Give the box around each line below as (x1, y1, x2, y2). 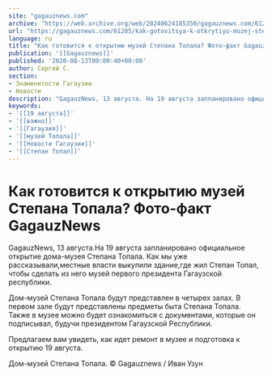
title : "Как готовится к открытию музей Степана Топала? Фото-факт (8, 42, 241, 50)
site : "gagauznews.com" (8, 11, 89, 20)
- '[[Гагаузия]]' (8, 125, 67, 133)
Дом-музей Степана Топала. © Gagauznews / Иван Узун (8, 359, 204, 369)
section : (8, 72, 38, 80)
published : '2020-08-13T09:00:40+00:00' (8, 57, 147, 65)
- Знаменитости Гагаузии (8, 79, 92, 87)
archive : (8, 19, 38, 27)
